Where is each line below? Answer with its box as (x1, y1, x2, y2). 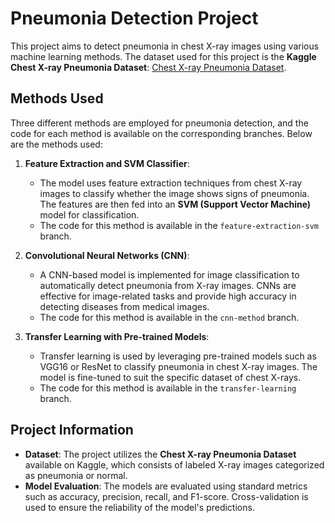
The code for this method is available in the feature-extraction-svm (39, 219, 320, 231)
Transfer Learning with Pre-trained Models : (24, 330, 210, 342)
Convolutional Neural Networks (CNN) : (24, 249, 190, 261)
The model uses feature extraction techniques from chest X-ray (39, 177, 303, 189)
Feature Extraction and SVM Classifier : (24, 157, 190, 169)
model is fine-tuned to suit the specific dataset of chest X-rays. (39, 371, 302, 383)
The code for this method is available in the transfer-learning (39, 382, 297, 394)
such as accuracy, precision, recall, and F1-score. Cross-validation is (24, 490, 309, 502)
